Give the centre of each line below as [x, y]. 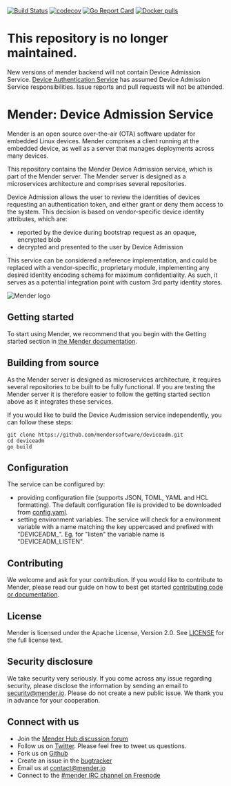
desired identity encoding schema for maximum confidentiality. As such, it [112, 275]
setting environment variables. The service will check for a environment [119, 519]
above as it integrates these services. [60, 401]
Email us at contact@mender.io [61, 767]
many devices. [28, 156]
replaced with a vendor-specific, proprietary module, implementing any [108, 267]
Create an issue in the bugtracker [64, 761]
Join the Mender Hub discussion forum [73, 738]
